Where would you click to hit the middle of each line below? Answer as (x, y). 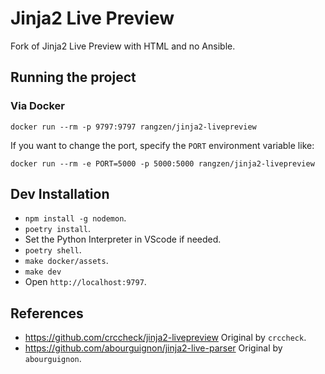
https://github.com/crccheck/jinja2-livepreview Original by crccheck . (165, 338)
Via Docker (38, 106)
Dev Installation (60, 194)
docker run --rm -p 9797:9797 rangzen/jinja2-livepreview (133, 127)
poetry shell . (53, 250)
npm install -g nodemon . (75, 218)
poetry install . (58, 229)
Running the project (73, 77)
